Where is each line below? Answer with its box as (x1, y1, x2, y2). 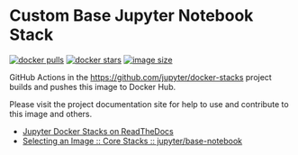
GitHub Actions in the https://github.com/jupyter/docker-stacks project (9, 71, 272, 82)
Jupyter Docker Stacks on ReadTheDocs (22, 125, 174, 136)
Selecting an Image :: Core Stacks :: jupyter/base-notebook (22, 135, 243, 146)
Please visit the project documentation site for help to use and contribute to (9, 98, 290, 109)
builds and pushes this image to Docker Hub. (9, 81, 176, 92)
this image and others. (9, 108, 93, 119)
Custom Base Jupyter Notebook (9, 5, 254, 26)
